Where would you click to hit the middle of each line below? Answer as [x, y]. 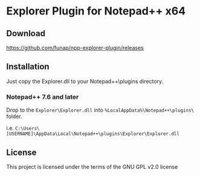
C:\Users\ [27, 129]
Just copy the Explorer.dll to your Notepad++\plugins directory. [85, 81]
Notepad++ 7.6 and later [43, 96]
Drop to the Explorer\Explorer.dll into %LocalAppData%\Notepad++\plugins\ [100, 110]
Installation [28, 67]
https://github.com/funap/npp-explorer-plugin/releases [75, 48]
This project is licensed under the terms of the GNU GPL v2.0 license [92, 166]
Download [26, 33]
